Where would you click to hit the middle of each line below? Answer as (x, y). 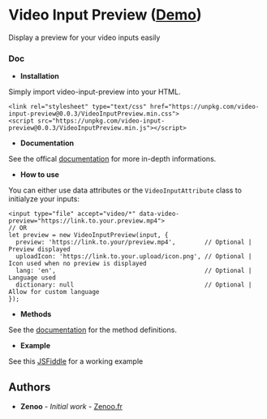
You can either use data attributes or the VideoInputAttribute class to (125, 190)
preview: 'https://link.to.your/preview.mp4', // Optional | (134, 242)
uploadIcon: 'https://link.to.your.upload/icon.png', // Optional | (134, 257)
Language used (32, 278)
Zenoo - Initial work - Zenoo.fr (71, 407)
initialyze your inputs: (44, 199)
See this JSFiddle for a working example (76, 361)
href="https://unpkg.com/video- (205, 107)
